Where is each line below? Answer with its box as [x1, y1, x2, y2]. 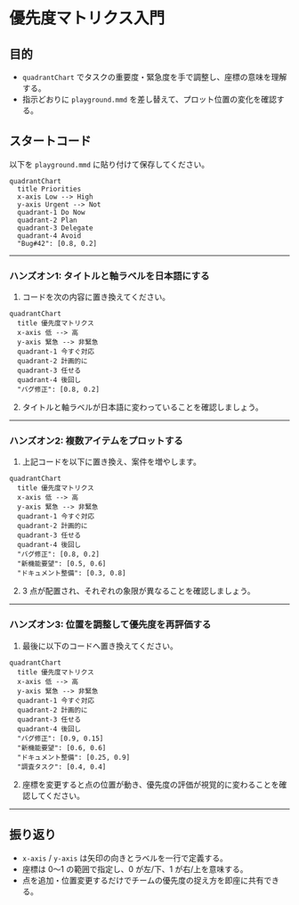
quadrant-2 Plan [17, 216, 77, 224]
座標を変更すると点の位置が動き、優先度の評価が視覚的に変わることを [21, 779, 279, 789]
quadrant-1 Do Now [17, 208, 86, 216]
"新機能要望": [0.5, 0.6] [17, 559, 107, 568]
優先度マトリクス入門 [9, 8, 166, 29]
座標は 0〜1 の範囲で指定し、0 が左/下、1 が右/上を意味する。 [21, 863, 248, 874]
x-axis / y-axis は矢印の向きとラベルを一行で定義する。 [21, 852, 229, 863]
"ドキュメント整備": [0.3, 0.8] [17, 569, 126, 578]
